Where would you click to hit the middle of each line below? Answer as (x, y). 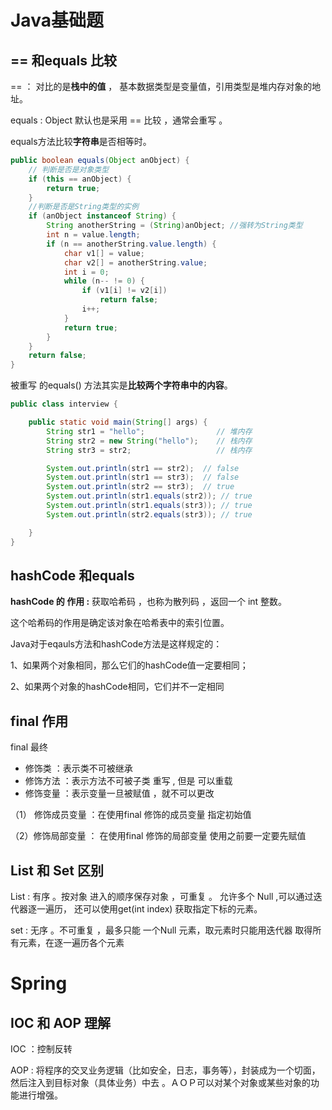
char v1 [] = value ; (104, 253)
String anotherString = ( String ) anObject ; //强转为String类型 (174, 226)
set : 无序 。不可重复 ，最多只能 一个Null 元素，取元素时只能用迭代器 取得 (161, 930)
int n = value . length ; (93, 235)
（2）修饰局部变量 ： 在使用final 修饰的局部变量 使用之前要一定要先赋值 (158, 836)
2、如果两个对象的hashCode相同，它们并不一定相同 (117, 687)
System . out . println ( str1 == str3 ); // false (143, 477)
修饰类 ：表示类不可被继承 (78, 768)
